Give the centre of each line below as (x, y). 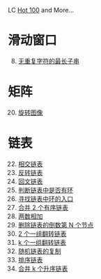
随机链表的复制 (39, 251)
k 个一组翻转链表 (42, 242)
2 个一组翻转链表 (42, 234)
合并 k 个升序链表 (43, 269)
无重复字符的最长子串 (48, 61)
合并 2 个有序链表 (43, 207)
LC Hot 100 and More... (41, 10)
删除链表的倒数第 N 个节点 (56, 225)
